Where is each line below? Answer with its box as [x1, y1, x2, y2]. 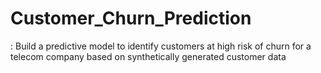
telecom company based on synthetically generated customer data [10, 50, 287, 62]
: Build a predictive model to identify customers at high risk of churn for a [10, 40, 312, 52]
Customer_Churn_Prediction [10, 7, 252, 30]
